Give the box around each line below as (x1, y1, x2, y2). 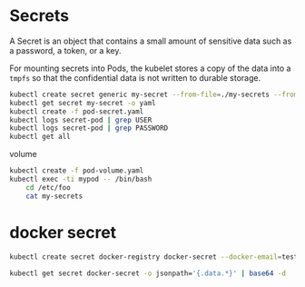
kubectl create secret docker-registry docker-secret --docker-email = (9, 252, 282, 262)
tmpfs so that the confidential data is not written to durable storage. (9, 72, 261, 83)
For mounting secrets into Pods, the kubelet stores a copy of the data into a (9, 63, 291, 74)
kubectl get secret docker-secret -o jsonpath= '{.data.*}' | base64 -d (9, 269, 286, 278)
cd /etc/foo (25, 183, 71, 192)
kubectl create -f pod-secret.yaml (9, 106, 144, 116)
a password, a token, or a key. (9, 45, 122, 55)
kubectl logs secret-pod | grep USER (9, 115, 152, 124)
